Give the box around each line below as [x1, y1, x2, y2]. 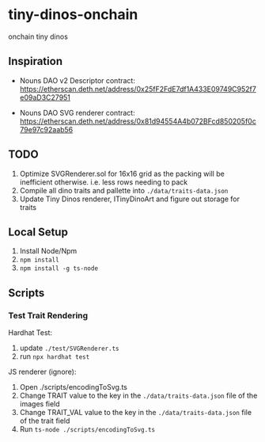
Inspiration [8, 55, 63, 68]
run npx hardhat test [19, 352, 90, 361]
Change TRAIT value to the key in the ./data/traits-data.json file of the [19, 391, 258, 401]
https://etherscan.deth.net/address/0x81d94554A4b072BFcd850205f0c [19, 116, 257, 126]
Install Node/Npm [19, 246, 78, 256]
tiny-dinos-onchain [8, 6, 138, 24]
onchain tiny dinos [8, 32, 69, 41]
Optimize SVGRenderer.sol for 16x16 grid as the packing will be [19, 169, 225, 178]
